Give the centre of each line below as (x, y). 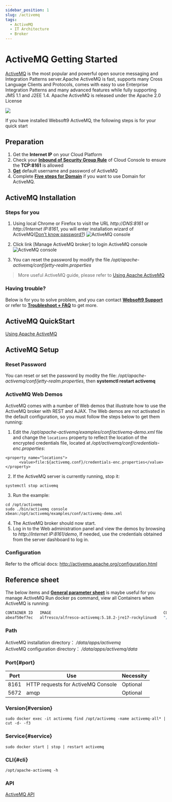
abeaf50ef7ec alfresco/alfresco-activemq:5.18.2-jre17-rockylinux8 (81, 617)
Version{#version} (29, 708)
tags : (11, 20)
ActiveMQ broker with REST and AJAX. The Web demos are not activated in (85, 411)
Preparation (25, 142)
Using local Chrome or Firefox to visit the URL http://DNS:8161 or (81, 223)
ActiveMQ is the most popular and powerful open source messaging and (82, 73)
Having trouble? (26, 289)
